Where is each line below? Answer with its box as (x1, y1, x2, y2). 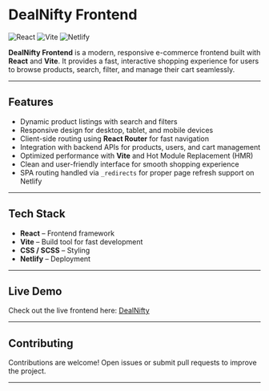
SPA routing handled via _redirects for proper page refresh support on (19, 167, 255, 177)
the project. (8, 366, 46, 376)
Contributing (8, 337, 74, 350)
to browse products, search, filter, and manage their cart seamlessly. (8, 64, 235, 74)
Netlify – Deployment (19, 254, 90, 264)
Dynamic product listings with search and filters (19, 116, 178, 126)
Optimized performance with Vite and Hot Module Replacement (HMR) (19, 151, 254, 160)
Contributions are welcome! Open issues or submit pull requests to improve (8, 358, 258, 368)
